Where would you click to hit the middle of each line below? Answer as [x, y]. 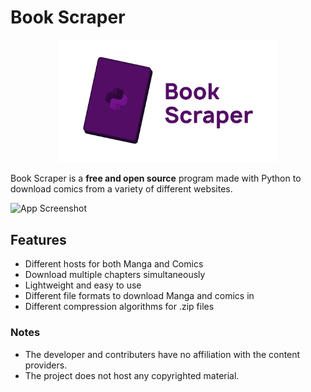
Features [38, 239]
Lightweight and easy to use [83, 285]
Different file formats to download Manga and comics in [139, 296]
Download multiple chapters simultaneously [115, 275]
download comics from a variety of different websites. [121, 189]
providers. [46, 365]
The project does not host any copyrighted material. [132, 375]
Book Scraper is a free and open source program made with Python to [156, 178]
